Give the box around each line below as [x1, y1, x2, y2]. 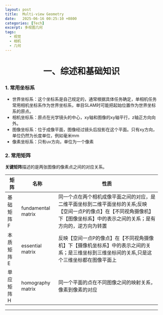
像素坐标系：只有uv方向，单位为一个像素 [12, 139, 94, 145]
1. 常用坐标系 [5, 84, 35, 91]
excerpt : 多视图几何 [5, 25, 43, 30]
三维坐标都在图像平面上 [63, 257, 117, 263]
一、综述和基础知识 [43, 66, 120, 77]
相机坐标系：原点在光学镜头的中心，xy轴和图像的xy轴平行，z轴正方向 [12, 115, 152, 121]
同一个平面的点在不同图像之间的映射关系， [58, 279, 156, 286]
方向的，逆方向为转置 [58, 223, 107, 229]
